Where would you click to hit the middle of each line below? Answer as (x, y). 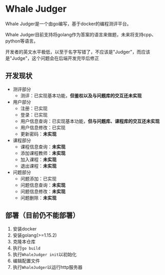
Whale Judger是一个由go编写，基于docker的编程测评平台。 (68, 24)
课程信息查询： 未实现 (43, 147)
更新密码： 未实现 (38, 134)
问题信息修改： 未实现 (43, 191)
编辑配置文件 (26, 261)
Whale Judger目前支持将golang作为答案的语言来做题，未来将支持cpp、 (81, 34)
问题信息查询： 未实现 (43, 185)
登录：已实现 (34, 114)
